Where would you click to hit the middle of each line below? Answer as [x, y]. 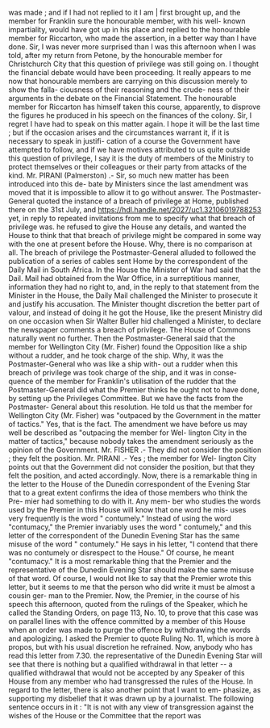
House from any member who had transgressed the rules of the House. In [131, 681]
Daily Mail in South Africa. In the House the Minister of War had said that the [135, 270]
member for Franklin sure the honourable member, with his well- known [127, 21]
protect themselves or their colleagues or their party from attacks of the [128, 167]
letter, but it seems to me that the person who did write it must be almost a [132, 587]
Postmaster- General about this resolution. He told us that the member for [131, 407]
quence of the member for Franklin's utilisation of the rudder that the [123, 381]
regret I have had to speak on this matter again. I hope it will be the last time [134, 124]
